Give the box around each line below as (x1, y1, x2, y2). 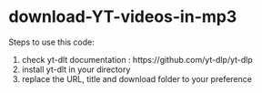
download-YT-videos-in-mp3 (8, 6, 237, 27)
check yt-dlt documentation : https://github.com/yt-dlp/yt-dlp (21, 54, 254, 65)
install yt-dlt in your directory (21, 64, 131, 75)
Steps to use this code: (8, 36, 95, 47)
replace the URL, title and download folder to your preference (21, 73, 252, 84)
